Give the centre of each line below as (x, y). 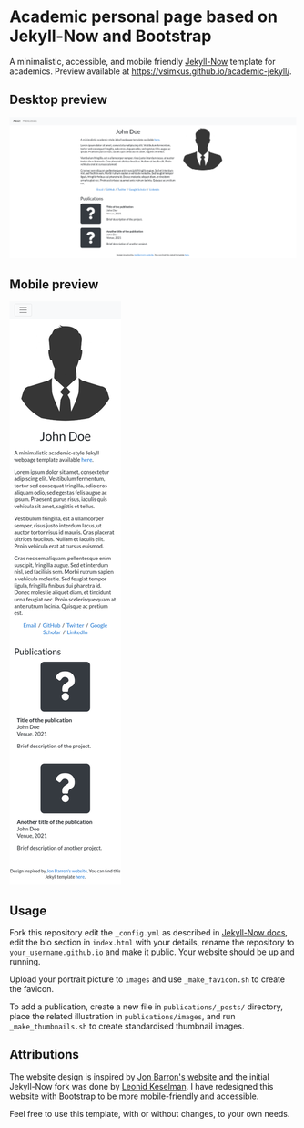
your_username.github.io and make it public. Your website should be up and (152, 952)
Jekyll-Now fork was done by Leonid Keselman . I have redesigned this (142, 1086)
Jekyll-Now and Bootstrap (111, 36)
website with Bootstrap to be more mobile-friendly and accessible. (134, 1096)
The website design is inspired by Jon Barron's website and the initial (140, 1076)
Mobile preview (54, 284)
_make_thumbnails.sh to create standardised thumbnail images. (127, 1026)
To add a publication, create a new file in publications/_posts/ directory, (147, 1007)
